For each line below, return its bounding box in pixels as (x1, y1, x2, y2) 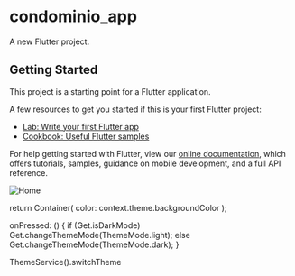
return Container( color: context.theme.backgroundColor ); (9, 202, 227, 213)
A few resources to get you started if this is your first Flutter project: (9, 104, 262, 115)
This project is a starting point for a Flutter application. (9, 86, 211, 97)
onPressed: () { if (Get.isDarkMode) (9, 219, 141, 231)
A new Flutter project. (9, 36, 90, 47)
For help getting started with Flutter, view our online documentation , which (9, 148, 287, 159)
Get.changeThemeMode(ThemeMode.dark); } (9, 239, 180, 250)
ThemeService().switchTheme (9, 256, 122, 267)
